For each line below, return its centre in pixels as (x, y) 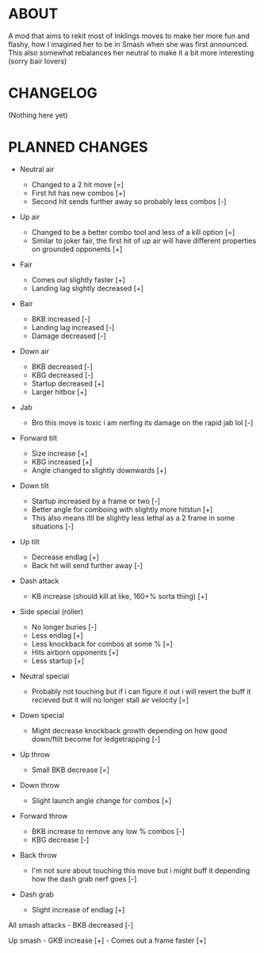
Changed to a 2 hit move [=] (78, 184)
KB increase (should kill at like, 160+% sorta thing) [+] (119, 596)
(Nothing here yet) (38, 115)
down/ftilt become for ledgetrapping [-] (96, 739)
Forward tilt (38, 438)
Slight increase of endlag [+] (78, 909)
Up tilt (29, 541)
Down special (42, 715)
